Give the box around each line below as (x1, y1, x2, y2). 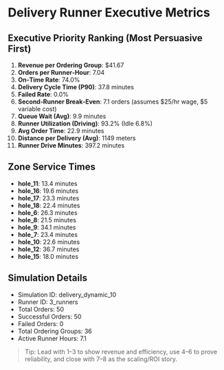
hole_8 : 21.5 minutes (17, 216, 76, 224)
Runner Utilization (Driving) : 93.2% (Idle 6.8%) (17, 119, 153, 128)
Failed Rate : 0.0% (17, 91, 69, 98)
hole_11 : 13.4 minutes (17, 179, 78, 187)
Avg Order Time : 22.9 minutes (17, 127, 104, 135)
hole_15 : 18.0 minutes (17, 252, 78, 260)
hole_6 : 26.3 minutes (17, 208, 78, 217)
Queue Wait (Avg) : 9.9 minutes (17, 112, 107, 120)
